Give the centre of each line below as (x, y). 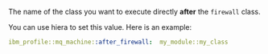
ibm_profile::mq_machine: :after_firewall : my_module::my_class (118, 42)
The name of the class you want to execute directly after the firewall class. (134, 12)
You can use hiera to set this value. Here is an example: (100, 27)
